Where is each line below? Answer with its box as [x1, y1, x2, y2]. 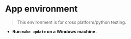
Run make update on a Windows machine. [12, 28, 97, 34]
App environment [5, 3, 78, 14]
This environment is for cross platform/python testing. [17, 19, 127, 25]
